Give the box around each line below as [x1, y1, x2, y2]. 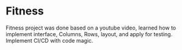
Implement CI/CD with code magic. [5, 37, 94, 44]
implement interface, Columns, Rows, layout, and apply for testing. [5, 30, 173, 37]
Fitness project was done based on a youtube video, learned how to [5, 24, 177, 31]
